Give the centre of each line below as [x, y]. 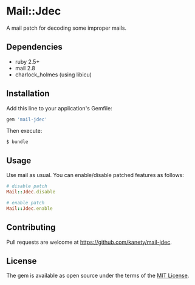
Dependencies [34, 47]
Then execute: [24, 131]
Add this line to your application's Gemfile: [59, 108]
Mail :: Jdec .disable [31, 192]
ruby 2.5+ [27, 61]
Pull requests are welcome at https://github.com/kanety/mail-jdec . [89, 242]
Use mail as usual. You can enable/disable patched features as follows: [95, 175]
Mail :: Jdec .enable [29, 208]
